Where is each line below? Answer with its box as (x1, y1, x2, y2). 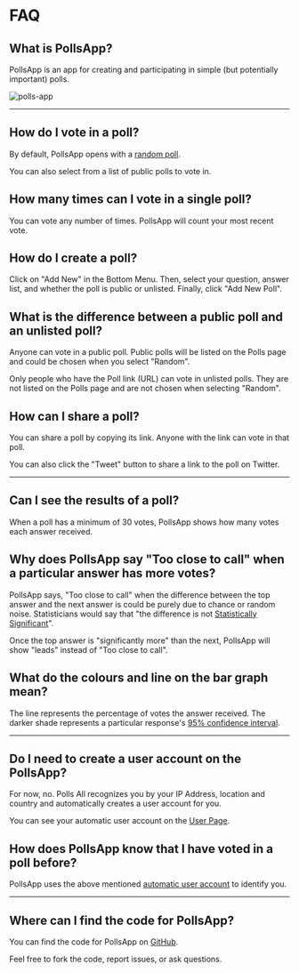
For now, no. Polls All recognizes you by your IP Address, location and (9, 789, 265, 800)
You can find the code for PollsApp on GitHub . (9, 936, 179, 947)
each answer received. (9, 526, 93, 536)
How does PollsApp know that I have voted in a (9, 841, 274, 856)
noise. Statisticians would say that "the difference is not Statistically (9, 608, 258, 619)
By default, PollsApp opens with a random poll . (9, 149, 181, 159)
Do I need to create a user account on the (9, 751, 242, 766)
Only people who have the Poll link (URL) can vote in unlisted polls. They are (9, 374, 289, 384)
